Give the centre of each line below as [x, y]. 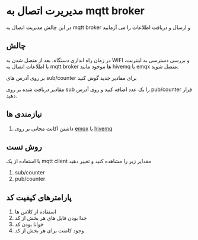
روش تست [24, 147]
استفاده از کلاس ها [35, 212]
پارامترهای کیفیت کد [39, 197]
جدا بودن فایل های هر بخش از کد [51, 218]
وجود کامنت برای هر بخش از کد [49, 231]
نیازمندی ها [24, 114]
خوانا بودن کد [29, 224]
